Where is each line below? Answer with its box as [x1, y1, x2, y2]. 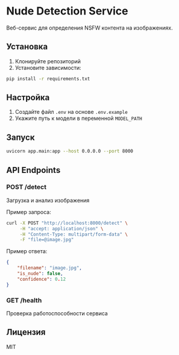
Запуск [6, 132, 35, 142]
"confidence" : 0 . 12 [17, 276, 66, 282]
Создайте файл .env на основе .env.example [14, 108, 128, 116]
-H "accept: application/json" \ [19, 225, 104, 231]
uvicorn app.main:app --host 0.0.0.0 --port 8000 [6, 148, 134, 154]
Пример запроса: [6, 208, 51, 215]
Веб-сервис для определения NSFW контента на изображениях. [6, 24, 173, 31]
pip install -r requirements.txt [6, 75, 90, 82]
